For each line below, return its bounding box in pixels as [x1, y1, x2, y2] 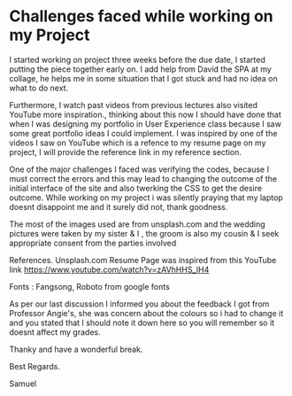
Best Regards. [9, 361, 60, 371]
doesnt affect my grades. [9, 326, 101, 338]
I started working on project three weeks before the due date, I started [9, 54, 265, 65]
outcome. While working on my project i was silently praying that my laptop [9, 192, 283, 203]
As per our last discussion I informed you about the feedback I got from [9, 299, 270, 309]
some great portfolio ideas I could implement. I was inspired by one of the [9, 128, 278, 138]
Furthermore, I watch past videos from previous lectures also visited [9, 99, 258, 110]
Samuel [9, 378, 37, 389]
